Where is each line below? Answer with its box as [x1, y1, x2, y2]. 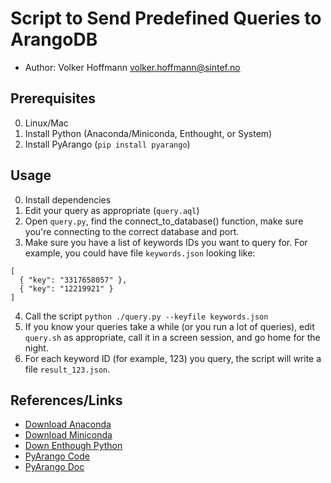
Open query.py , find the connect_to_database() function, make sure [24, 215, 304, 227]
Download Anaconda [24, 418, 112, 431]
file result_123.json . [24, 363, 111, 375]
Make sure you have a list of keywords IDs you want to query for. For [24, 236, 308, 248]
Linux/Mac [24, 117, 69, 129]
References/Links [10, 392, 123, 409]
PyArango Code [24, 450, 90, 462]
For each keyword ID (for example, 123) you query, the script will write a [24, 352, 322, 364]
